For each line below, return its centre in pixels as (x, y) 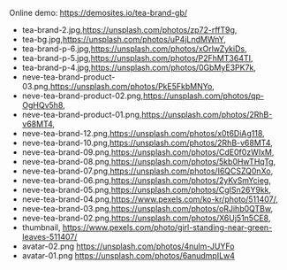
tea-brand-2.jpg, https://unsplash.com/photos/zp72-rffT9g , (129, 30)
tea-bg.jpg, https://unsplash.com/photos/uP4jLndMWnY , (124, 39)
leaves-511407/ (49, 237)
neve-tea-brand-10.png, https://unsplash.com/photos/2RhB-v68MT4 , (147, 143)
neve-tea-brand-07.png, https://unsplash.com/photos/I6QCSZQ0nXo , (147, 171)
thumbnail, (41, 228)
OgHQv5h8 (42, 105)
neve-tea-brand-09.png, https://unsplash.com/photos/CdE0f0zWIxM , (148, 152)
